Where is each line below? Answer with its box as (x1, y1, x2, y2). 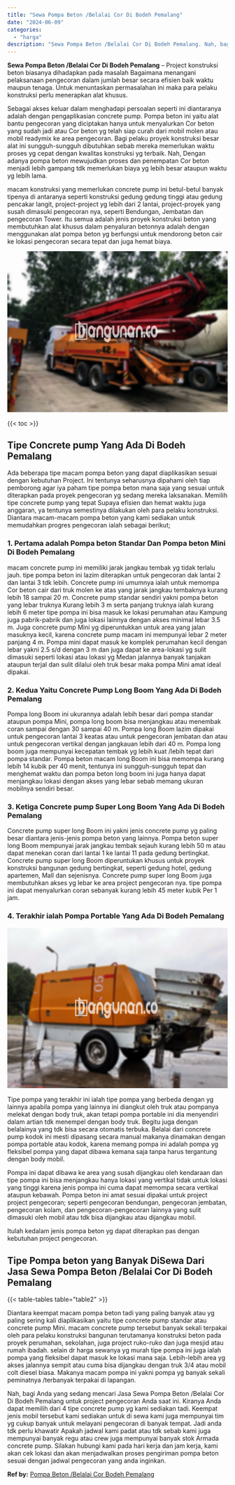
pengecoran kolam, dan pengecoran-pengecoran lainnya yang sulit (7, 1206, 201, 1214)
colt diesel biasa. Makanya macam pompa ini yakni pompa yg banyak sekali (7, 1369, 225, 1376)
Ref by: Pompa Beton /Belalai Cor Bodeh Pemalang (7, 1470, 155, 1478)
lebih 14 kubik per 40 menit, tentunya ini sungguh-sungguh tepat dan (7, 762, 206, 771)
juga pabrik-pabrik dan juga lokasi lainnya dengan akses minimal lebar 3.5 (7, 615, 221, 624)
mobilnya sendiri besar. (7, 784, 75, 793)
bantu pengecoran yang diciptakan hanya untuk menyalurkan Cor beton (7, 119, 215, 128)
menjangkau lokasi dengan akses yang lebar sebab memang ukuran (7, 777, 204, 786)
